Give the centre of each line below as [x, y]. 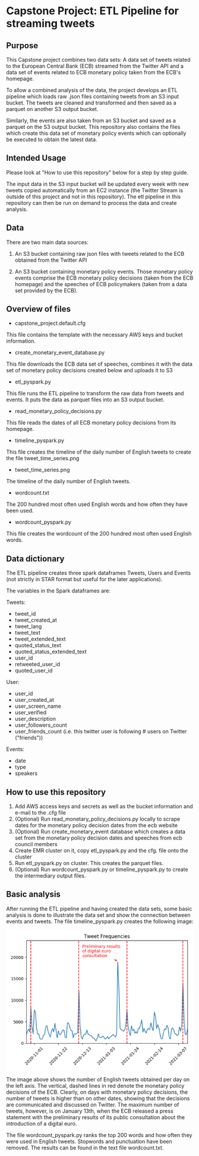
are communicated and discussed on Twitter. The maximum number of [93, 1104]
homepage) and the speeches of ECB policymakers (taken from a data [101, 284]
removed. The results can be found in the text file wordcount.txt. [85, 1148]
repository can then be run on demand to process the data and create [91, 202]
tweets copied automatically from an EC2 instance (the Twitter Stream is [94, 190]
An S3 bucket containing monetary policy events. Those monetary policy [104, 271]
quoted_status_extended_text [51, 652]
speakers [26, 774]
